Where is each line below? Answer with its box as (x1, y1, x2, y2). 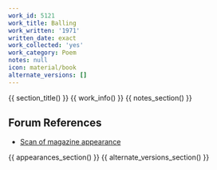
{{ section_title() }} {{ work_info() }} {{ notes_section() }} (8, 93, 193, 102)
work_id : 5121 (8, 11, 56, 20)
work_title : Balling (8, 19, 77, 27)
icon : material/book (8, 64, 77, 72)
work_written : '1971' (8, 26, 81, 34)
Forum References (8, 117, 102, 130)
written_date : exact (8, 34, 77, 42)
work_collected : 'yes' (8, 42, 84, 49)
